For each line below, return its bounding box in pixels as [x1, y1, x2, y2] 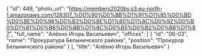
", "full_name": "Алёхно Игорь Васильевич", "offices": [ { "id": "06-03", [8, 30, 188, 38]
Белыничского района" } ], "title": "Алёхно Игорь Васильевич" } [6, 43, 170, 50]
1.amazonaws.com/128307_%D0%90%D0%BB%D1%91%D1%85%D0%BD [6, 11, 192, 18]
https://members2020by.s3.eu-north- [69, 5, 163, 12]
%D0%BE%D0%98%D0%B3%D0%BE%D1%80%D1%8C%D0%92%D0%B [6, 18, 195, 24]
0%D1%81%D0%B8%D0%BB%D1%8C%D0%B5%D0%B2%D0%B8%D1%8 [6, 24, 196, 31]
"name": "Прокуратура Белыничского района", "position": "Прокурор [6, 37, 185, 43]
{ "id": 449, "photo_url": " [6, 5, 69, 12]
